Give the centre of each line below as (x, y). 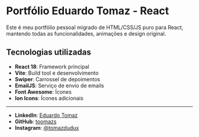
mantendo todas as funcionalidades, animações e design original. (86, 33)
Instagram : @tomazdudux (47, 128)
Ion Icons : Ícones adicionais (49, 98)
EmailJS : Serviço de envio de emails (59, 85)
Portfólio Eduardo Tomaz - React (88, 11)
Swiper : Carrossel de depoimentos (57, 79)
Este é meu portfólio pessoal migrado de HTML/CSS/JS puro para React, (95, 27)
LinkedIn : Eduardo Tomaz (46, 115)
